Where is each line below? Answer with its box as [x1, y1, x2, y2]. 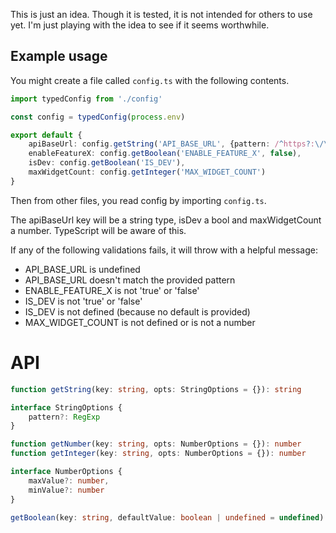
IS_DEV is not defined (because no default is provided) [24, 305, 251, 318]
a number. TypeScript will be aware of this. [10, 224, 187, 236]
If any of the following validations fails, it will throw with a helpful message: [10, 244, 319, 256]
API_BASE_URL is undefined [24, 263, 141, 275]
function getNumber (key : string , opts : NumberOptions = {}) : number [10, 439, 302, 449]
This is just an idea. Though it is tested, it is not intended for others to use [10, 9, 313, 20]
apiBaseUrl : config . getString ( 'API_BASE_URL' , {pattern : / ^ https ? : [28, 139, 315, 149]
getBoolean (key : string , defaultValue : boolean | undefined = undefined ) [10, 512, 325, 523]
